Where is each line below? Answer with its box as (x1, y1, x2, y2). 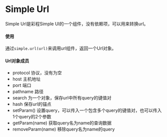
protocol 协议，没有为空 (12, 70, 62, 76)
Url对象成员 (5, 58, 29, 64)
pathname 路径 (12, 89, 44, 95)
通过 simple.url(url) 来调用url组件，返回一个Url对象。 (5, 45, 116, 51)
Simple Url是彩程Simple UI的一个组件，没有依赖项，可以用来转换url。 (5, 21, 149, 27)
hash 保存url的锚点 (12, 101, 52, 107)
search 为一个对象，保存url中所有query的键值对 (12, 95, 112, 101)
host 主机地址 (12, 76, 41, 82)
